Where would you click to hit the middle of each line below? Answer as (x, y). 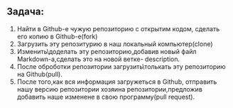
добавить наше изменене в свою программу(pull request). (106, 97)
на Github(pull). (40, 74)
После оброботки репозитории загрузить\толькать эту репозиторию (121, 66)
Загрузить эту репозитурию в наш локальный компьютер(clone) (115, 44)
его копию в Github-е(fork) (57, 36)
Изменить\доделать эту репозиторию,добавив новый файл (107, 51)
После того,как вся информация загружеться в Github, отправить (117, 82)
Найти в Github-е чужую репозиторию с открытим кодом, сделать (118, 28)
